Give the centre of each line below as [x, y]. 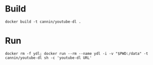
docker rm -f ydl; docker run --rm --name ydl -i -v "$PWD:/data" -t [77, 53]
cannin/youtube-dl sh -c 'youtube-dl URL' [48, 58]
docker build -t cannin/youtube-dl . [43, 22]
